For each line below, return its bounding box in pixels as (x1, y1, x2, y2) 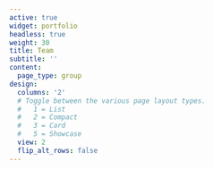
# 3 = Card (17, 122, 66, 131)
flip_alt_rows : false (17, 146, 98, 155)
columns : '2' (17, 88, 66, 97)
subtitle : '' (9, 55, 58, 63)
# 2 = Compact (17, 113, 78, 122)
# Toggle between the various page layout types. (17, 96, 206, 106)
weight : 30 (9, 38, 50, 47)
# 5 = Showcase (17, 130, 82, 139)
